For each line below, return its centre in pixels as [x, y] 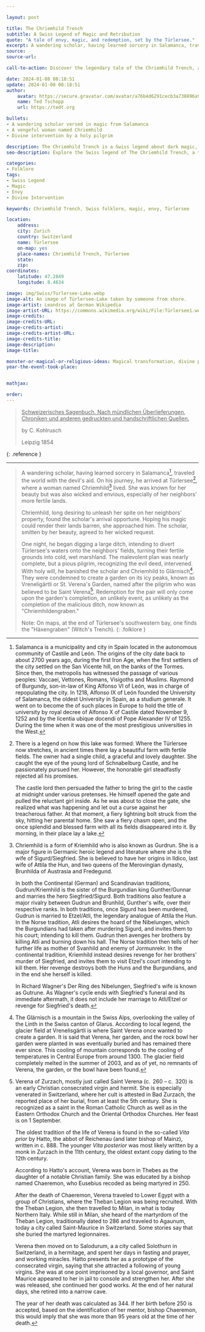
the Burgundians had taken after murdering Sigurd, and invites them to [104, 929]
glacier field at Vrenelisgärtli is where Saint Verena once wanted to [99, 1031]
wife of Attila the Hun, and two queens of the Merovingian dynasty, [99, 865]
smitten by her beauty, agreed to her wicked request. [88, 532]
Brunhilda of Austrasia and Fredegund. [64, 871]
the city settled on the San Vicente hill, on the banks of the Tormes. [100, 667]
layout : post [23, 17]
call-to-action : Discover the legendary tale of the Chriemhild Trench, [101, 68]
